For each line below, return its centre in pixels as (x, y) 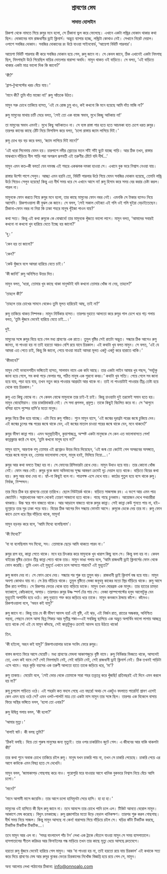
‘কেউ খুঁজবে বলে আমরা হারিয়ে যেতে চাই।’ (35, 263)
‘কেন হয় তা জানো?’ (19, 244)
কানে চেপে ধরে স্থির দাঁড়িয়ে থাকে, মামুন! (33, 514)
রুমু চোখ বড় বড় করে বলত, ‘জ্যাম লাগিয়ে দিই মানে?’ (42, 140)
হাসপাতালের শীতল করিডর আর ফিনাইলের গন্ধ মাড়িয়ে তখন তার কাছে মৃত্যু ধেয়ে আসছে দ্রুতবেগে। (73, 841)
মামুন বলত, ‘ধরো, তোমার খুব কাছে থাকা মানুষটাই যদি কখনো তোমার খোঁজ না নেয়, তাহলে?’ (69, 283)
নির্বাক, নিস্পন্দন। (17, 482)
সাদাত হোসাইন (83, 22)
